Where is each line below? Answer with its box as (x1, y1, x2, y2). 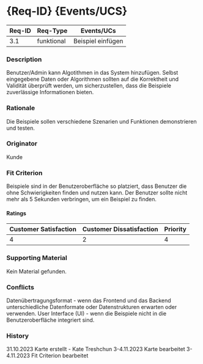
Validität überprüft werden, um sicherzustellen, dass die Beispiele (6, 82, 171, 89)
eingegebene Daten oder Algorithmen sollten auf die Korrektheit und (6, 75, 179, 83)
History (6, 332, 29, 340)
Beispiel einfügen (73, 37, 124, 45)
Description (6, 55, 42, 64)
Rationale (6, 104, 35, 113)
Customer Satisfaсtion (9, 225, 76, 234)
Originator (6, 139, 38, 148)
